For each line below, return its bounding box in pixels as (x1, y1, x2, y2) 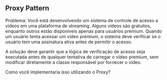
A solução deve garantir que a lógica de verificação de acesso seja (5, 48, 145, 54)
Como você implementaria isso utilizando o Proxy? (5, 69, 111, 75)
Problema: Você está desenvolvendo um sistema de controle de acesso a (5, 17, 158, 23)
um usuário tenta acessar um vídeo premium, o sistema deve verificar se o (5, 33, 161, 39)
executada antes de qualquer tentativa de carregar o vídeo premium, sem (5, 54, 158, 60)
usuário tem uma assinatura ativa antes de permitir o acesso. (5, 39, 133, 45)
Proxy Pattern (5, 4, 50, 13)
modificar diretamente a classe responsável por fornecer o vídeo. (5, 59, 142, 65)
